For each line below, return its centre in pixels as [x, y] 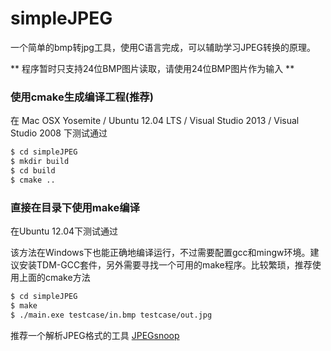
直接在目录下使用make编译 [75, 207]
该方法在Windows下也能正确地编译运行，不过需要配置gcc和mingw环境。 [160, 253]
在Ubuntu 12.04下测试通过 [64, 231]
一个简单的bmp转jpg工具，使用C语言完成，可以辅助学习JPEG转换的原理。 [163, 47]
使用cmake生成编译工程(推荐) [82, 97]
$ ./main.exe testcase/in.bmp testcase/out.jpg [111, 315]
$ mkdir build [40, 162]
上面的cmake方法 [54, 278]
